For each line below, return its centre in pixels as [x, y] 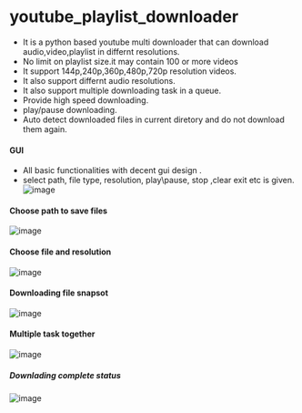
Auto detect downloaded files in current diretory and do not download [153, 119]
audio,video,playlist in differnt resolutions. [101, 51]
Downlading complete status [65, 375]
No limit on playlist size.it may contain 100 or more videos [130, 61]
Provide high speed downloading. [86, 100]
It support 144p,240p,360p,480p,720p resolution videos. [129, 71]
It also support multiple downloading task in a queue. [122, 90]
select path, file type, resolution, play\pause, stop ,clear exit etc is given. [158, 181]
